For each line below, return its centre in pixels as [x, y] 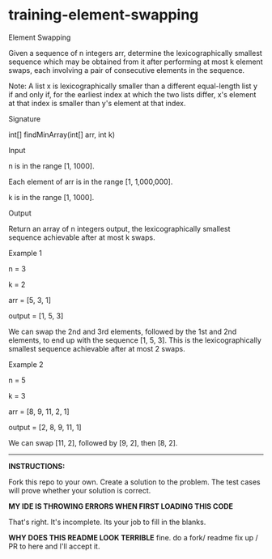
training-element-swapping [104, 15]
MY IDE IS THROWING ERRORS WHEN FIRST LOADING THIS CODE [121, 506]
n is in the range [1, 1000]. [51, 166]
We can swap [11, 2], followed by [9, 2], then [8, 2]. [93, 442]
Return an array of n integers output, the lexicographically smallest [119, 228]
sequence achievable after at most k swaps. [82, 237]
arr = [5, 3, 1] [30, 300]
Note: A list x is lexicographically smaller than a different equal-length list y [133, 86]
